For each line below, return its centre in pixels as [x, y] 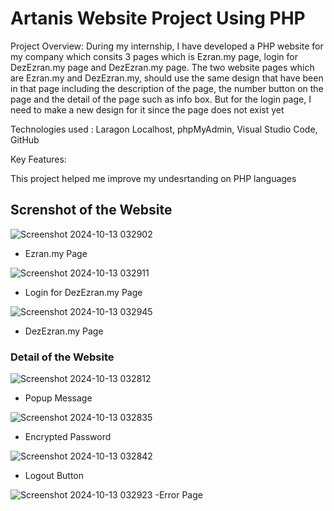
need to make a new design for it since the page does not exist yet [147, 109]
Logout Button [54, 476]
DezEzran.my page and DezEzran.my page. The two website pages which [162, 67]
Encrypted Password [68, 437]
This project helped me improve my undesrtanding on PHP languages [153, 178]
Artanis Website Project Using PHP [158, 18]
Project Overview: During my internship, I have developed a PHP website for [167, 46]
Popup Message [58, 398]
